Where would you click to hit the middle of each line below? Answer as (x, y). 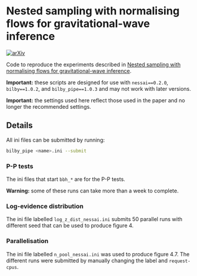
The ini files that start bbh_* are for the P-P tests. (66, 179)
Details (19, 126)
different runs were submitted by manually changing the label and (87, 260)
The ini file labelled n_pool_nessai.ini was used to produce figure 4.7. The (98, 254)
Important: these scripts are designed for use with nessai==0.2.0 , (87, 82)
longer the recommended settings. (49, 106)
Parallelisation (27, 241)
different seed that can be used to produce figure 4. (70, 226)
